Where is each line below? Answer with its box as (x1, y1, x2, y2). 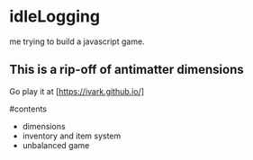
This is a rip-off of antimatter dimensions (9, 62, 245, 77)
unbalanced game (22, 139, 90, 150)
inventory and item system (22, 130, 122, 141)
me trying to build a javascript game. (9, 36, 146, 47)
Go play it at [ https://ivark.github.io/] (9, 85, 145, 96)
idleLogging (9, 6, 101, 27)
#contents (9, 103, 48, 114)
